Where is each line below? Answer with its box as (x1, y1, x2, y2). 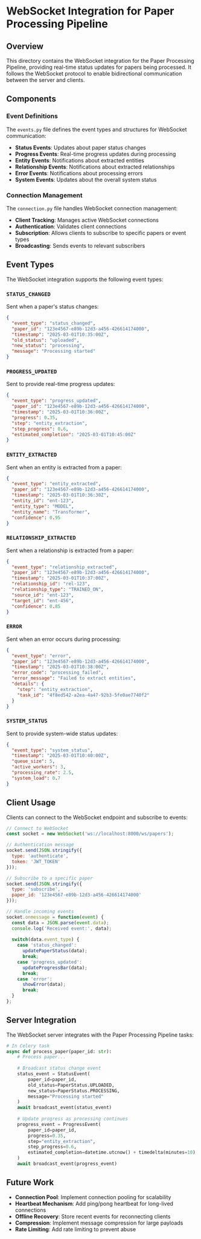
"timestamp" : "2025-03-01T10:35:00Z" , (11, 331, 110, 338)
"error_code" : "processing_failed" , (11, 669, 104, 676)
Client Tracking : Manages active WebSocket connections (14, 216, 159, 224)
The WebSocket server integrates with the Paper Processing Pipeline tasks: (6, 1031, 194, 1038)
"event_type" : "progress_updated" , (11, 397, 101, 404)
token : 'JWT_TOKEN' (11, 858, 61, 864)
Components (6, 94, 56, 104)
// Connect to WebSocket (6, 825, 69, 831)
